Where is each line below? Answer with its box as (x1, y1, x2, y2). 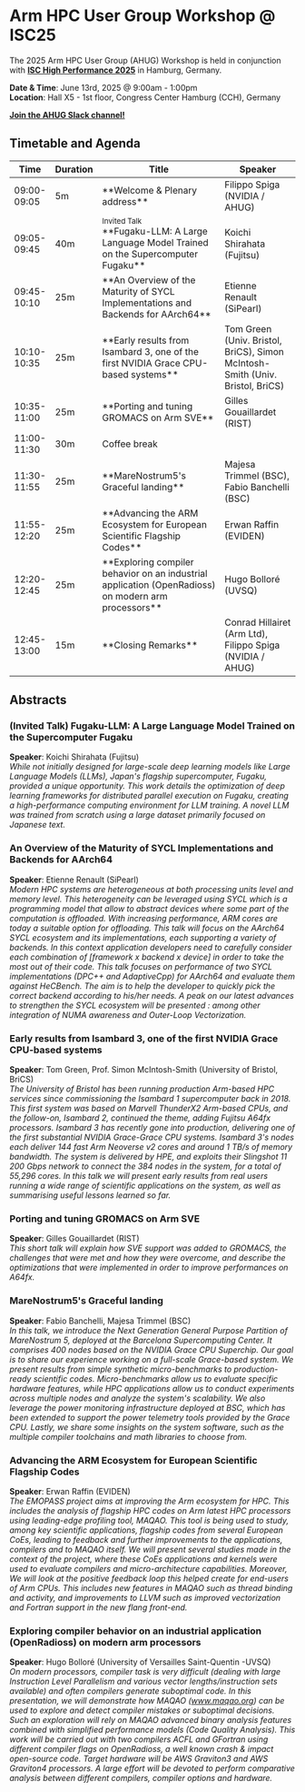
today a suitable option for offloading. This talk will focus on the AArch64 (9, 922, 285, 933)
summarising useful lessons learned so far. (9, 1190, 171, 1201)
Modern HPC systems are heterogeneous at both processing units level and (9, 883, 293, 894)
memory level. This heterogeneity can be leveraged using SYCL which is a (9, 893, 288, 904)
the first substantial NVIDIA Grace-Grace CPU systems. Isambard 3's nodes (9, 1132, 295, 1143)
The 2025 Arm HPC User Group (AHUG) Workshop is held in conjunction (9, 55, 281, 65)
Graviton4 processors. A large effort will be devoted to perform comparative (9, 1763, 295, 1774)
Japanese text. (9, 820, 66, 831)
